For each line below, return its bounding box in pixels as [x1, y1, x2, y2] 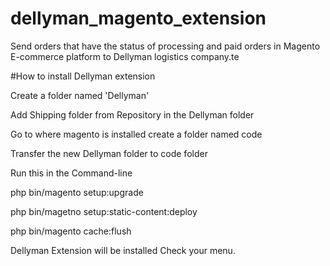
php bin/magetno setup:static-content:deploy [10, 205, 198, 217]
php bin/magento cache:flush [10, 225, 132, 237]
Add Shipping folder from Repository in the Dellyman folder [10, 108, 255, 121]
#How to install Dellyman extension [10, 70, 156, 82]
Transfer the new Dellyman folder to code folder [10, 147, 208, 159]
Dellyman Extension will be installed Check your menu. [10, 244, 236, 256]
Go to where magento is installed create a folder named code [10, 128, 263, 140]
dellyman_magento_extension [10, 7, 267, 30]
